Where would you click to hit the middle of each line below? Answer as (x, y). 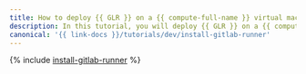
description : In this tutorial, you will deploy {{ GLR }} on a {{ (140, 26)
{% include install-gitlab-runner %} (75, 60)
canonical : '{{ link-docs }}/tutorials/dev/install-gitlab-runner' (140, 34)
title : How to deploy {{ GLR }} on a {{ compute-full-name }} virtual (146, 18)
